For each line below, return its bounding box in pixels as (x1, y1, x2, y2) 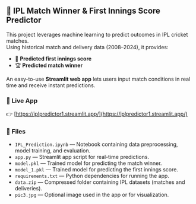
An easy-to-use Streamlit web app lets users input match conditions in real (6, 75, 191, 82)
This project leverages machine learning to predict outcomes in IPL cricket (6, 31, 188, 38)
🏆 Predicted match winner (14, 62, 83, 69)
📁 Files (6, 128, 26, 136)
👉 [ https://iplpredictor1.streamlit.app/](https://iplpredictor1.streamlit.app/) (6, 110, 188, 117)
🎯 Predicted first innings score (14, 55, 92, 62)
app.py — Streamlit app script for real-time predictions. (14, 154, 150, 161)
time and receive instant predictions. (6, 81, 96, 89)
